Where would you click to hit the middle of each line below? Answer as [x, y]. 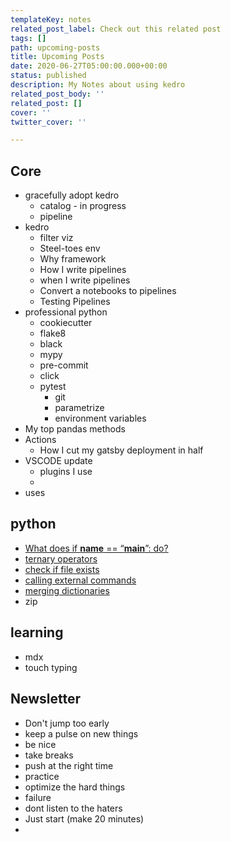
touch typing [51, 667]
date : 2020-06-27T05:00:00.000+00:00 [89, 66]
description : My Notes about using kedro [98, 85]
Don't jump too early [67, 723]
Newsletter [46, 699]
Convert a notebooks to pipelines [108, 291]
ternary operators [61, 558]
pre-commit [64, 365]
